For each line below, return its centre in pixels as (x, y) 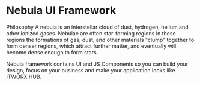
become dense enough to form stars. (52, 52)
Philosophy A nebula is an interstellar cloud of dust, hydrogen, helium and (97, 27)
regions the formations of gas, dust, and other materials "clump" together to (100, 40)
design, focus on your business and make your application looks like (91, 70)
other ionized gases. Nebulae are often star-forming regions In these (91, 33)
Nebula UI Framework (61, 10)
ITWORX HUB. (24, 77)
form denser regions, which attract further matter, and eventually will (91, 46)
